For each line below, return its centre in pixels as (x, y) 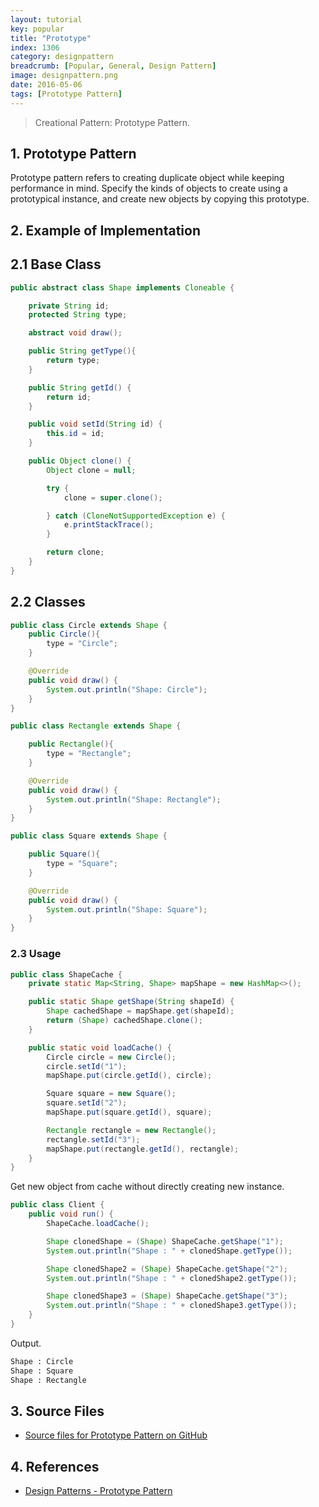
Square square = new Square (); (111, 1094)
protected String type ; (78, 315)
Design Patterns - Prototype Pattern (98, 1491)
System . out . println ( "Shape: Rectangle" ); (134, 799)
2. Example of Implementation (106, 230)
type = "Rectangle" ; (89, 754)
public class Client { (57, 1205)
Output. (26, 1343)
